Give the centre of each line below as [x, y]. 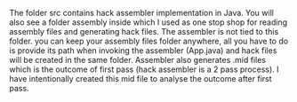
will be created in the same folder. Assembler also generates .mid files [138, 60]
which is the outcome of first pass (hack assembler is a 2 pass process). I [144, 69]
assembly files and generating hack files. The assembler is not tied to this [144, 31]
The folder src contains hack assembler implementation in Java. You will [141, 13]
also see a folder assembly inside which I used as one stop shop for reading [148, 22]
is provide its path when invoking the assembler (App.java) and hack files [143, 51]
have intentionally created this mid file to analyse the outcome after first [141, 78]
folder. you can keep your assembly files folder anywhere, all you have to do [149, 41]
